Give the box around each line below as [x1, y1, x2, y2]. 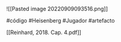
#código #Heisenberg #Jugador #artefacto [6, 17, 115, 24]
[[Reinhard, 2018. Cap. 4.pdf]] [6, 29, 81, 36]
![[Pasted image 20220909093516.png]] [6, 5, 108, 12]
